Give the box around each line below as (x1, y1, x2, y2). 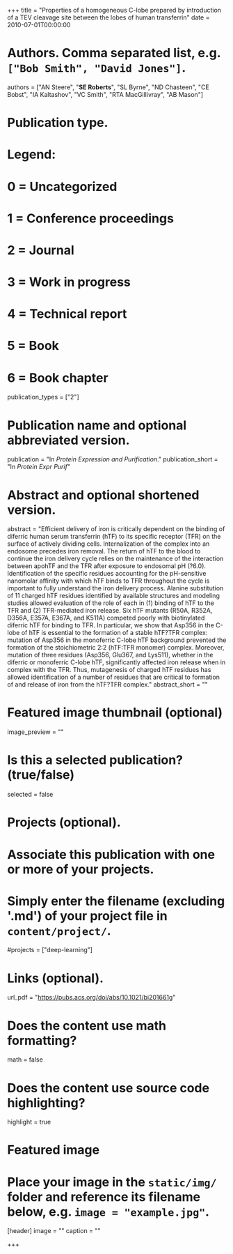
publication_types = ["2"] (7, 393, 79, 402)
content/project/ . (7, 923, 111, 938)
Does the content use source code (7, 1080, 210, 1096)
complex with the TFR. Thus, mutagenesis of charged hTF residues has (7, 666, 211, 674)
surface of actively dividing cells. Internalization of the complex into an (7, 540, 210, 548)
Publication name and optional (7, 418, 187, 433)
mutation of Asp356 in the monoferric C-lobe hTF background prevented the (7, 636, 227, 644)
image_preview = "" (7, 728, 64, 736)
